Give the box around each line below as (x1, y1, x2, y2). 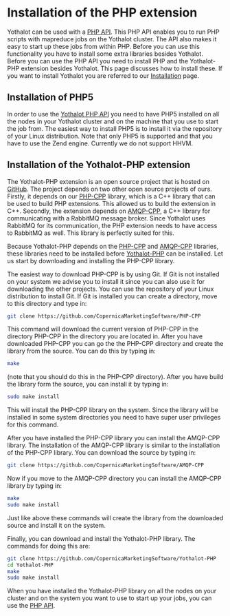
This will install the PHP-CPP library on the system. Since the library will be (7, 406, 218, 414)
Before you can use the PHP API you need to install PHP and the (7, 57, 189, 65)
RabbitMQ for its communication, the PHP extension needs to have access (7, 221, 218, 229)
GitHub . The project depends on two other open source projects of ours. (7, 185, 213, 193)
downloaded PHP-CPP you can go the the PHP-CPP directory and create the (7, 340, 224, 348)
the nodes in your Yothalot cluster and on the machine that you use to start (7, 117, 218, 125)
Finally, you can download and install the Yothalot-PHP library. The (7, 534, 196, 542)
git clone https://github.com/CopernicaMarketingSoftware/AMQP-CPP (7, 462, 205, 469)
